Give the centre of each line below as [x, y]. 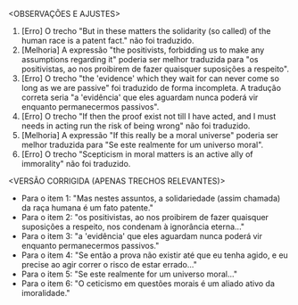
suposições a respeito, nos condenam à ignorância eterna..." [133, 227]
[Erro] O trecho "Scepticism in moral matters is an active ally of [137, 154]
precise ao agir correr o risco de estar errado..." [109, 264]
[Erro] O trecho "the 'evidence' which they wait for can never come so [150, 78]
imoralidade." [46, 293]
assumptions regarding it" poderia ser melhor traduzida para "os [140, 59]
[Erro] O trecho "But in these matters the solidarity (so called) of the [146, 31]
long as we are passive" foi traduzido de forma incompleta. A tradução [151, 88]
